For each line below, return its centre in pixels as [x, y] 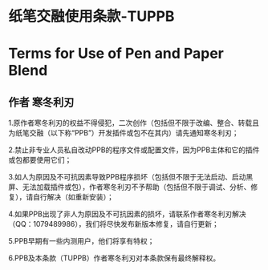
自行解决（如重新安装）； [73, 197]
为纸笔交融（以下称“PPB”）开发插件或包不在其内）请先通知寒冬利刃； [124, 133]
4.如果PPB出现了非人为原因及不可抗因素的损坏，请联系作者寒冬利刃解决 [127, 214]
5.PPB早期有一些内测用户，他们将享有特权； [81, 241]
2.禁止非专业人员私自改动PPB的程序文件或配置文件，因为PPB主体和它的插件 [134, 150]
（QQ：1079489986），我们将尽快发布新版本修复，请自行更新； [114, 224]
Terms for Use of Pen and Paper [116, 54]
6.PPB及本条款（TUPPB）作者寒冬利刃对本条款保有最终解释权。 [114, 258]
